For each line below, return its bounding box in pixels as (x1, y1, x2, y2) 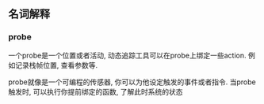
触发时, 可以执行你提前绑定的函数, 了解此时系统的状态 (8, 87, 183, 96)
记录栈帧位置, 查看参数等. (14, 60, 98, 69)
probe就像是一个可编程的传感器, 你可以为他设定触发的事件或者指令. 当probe (8, 77, 256, 87)
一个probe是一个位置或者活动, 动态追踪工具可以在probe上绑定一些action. (8, 50, 247, 60)
